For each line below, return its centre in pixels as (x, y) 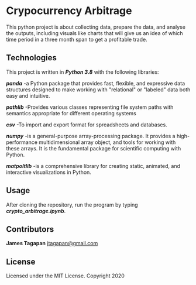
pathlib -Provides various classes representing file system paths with (90, 107)
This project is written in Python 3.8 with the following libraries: (82, 72)
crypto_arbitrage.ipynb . (36, 211)
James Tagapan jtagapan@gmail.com (52, 243)
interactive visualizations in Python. (49, 172)
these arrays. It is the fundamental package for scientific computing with (94, 148)
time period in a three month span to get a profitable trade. (77, 39)
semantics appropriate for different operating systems (71, 113)
